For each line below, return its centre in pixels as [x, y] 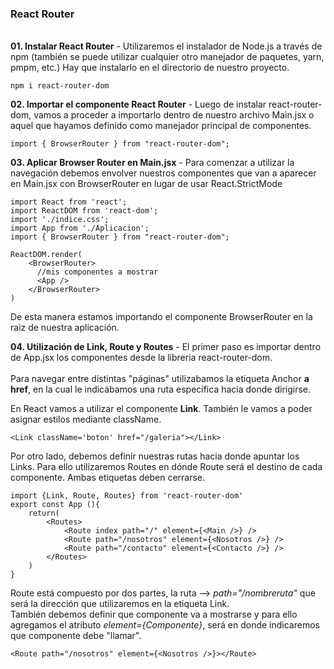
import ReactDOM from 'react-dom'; [84, 211]
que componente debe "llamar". [76, 636]
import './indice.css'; [60, 220]
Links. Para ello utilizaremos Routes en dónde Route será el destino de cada [166, 467]
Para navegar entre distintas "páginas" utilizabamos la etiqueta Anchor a [160, 379]
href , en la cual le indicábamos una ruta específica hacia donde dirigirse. [161, 389]
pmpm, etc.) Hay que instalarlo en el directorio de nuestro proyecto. [150, 68]
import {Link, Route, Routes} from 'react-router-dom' [127, 496]
